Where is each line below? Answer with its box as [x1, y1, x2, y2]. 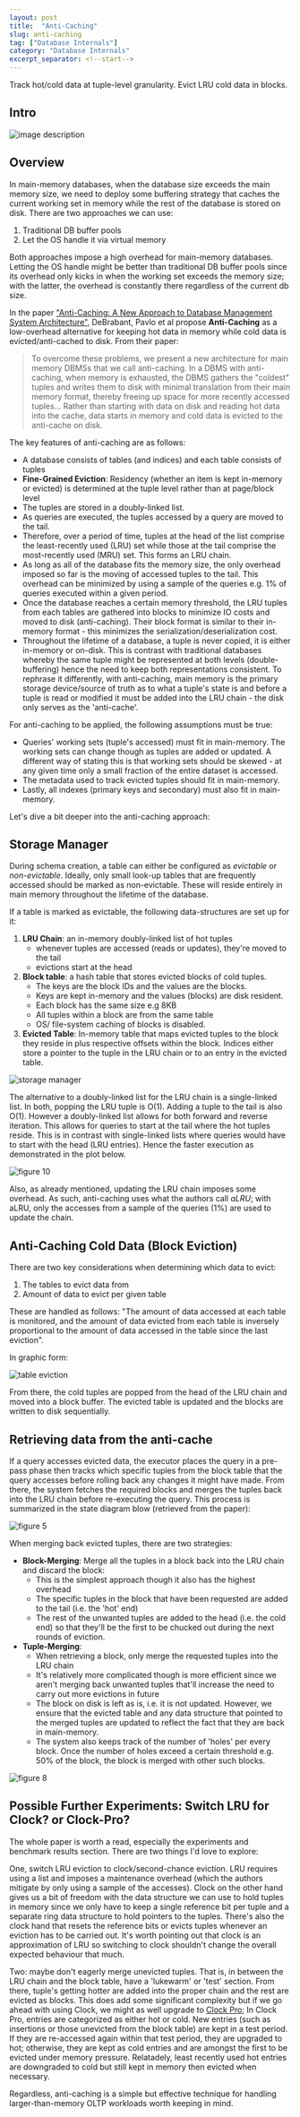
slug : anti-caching [9, 30, 82, 39]
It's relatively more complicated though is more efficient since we [35, 1670, 278, 1681]
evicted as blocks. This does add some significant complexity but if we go [9, 1994, 283, 2005]
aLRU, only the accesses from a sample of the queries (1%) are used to [9, 1202, 271, 1214]
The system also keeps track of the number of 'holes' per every [35, 1736, 270, 1747]
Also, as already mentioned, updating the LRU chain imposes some [9, 1183, 257, 1194]
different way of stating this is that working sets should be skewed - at [21, 755, 282, 766]
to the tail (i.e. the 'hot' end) [35, 1603, 139, 1614]
